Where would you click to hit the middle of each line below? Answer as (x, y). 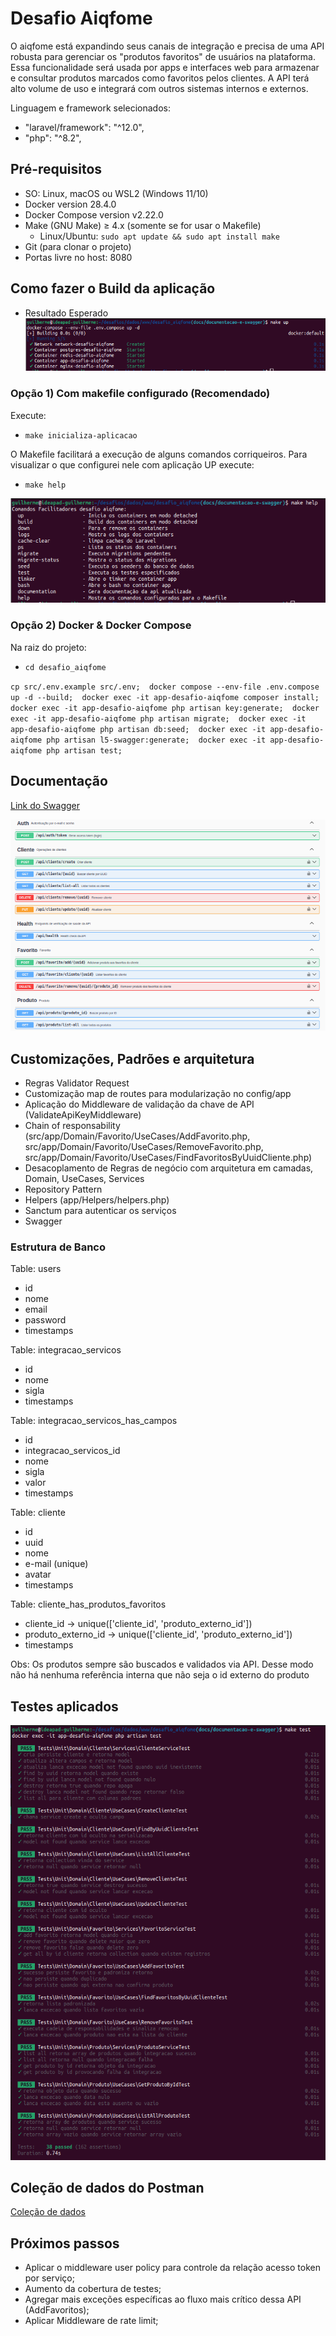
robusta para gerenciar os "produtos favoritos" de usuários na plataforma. (163, 56)
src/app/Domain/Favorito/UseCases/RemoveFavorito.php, (144, 1147)
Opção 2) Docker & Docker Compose (101, 625)
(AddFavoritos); (57, 2310)
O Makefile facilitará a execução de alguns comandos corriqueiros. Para (159, 454)
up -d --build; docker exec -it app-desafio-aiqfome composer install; (165, 697)
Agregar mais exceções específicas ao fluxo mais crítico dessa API (163, 2299)
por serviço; (49, 2278)
